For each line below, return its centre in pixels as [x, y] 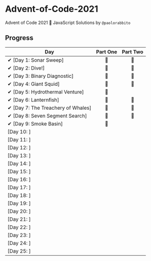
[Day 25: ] [19, 251]
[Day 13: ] [19, 155]
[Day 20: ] [19, 211]
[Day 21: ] [19, 219]
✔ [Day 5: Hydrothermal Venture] [46, 92]
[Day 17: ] [19, 187]
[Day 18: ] [19, 195]
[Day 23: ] [19, 235]
